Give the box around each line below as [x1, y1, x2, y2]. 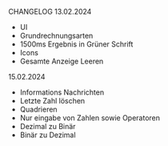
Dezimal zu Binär [19, 122, 76, 131]
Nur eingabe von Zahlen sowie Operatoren [19, 113, 161, 123]
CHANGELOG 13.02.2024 [8, 7, 92, 16]
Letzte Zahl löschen [19, 96, 86, 105]
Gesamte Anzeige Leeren [19, 56, 104, 66]
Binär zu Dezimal [19, 130, 76, 140]
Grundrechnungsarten [19, 31, 94, 40]
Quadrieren [19, 104, 58, 114]
